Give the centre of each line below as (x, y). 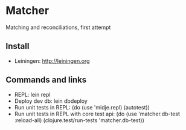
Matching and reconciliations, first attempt (58, 27)
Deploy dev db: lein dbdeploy (51, 101)
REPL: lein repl (32, 94)
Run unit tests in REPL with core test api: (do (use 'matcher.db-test (97, 114)
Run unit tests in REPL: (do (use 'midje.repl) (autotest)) (82, 107)
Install (18, 46)
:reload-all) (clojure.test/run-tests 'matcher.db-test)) (79, 120)
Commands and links (46, 80)
